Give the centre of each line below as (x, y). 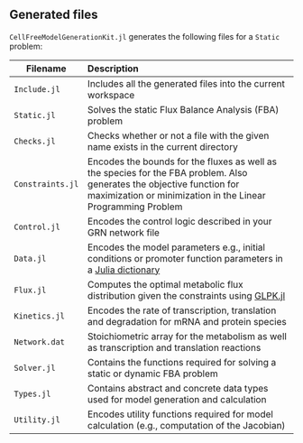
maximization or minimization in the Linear (176, 195)
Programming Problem (135, 207)
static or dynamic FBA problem (152, 374)
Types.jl (32, 393)
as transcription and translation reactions (174, 347)
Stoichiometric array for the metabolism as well (187, 336)
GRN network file (124, 232)
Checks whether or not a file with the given (178, 135)
